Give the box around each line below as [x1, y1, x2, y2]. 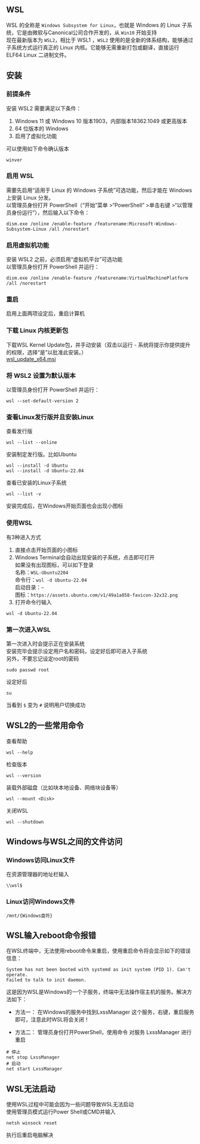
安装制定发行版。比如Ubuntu [6, 451, 77, 458]
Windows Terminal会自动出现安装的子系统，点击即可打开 [14, 553, 155, 561]
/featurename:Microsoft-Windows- [94, 221, 178, 227]
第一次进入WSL [6, 625, 51, 634]
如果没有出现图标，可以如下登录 [14, 561, 94, 568]
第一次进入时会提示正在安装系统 [6, 640, 85, 647]
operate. [6, 972, 28, 978]
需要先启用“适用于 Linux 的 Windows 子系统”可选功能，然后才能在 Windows [6, 186, 192, 194]
